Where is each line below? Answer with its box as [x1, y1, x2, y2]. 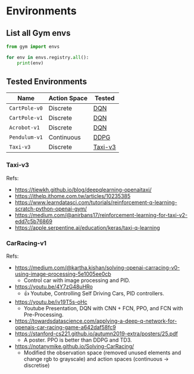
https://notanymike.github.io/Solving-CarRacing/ [14, 343, 134, 350]
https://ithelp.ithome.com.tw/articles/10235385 [14, 192, 131, 199]
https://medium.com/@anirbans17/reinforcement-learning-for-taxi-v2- [14, 211, 188, 218]
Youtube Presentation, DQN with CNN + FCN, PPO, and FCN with [23, 305, 183, 312]
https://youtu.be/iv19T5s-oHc [14, 298, 87, 305]
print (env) [17, 60, 44, 66]
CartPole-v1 [9, 115, 43, 122]
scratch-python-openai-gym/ [14, 205, 87, 212]
